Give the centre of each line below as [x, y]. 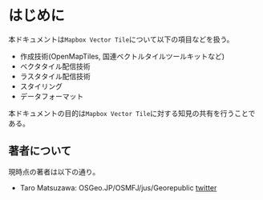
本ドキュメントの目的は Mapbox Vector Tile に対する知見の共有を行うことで [132, 113]
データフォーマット [52, 96]
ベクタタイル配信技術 [55, 66]
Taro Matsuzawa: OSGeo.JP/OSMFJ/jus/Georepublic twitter [118, 187]
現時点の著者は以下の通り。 [54, 171]
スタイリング [41, 86]
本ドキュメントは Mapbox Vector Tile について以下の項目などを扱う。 [121, 39]
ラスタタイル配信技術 [55, 76]
